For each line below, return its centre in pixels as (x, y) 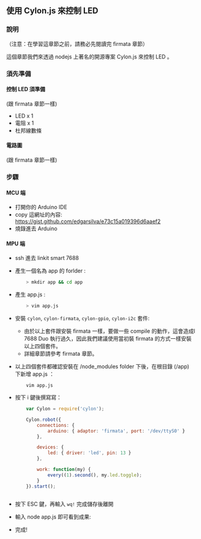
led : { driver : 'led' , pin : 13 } (89, 453)
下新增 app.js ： (35, 374)
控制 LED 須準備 (26, 89)
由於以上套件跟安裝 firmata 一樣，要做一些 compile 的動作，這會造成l (110, 331)
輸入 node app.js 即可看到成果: (53, 517)
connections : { (56, 425)
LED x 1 (24, 116)
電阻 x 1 (24, 123)
